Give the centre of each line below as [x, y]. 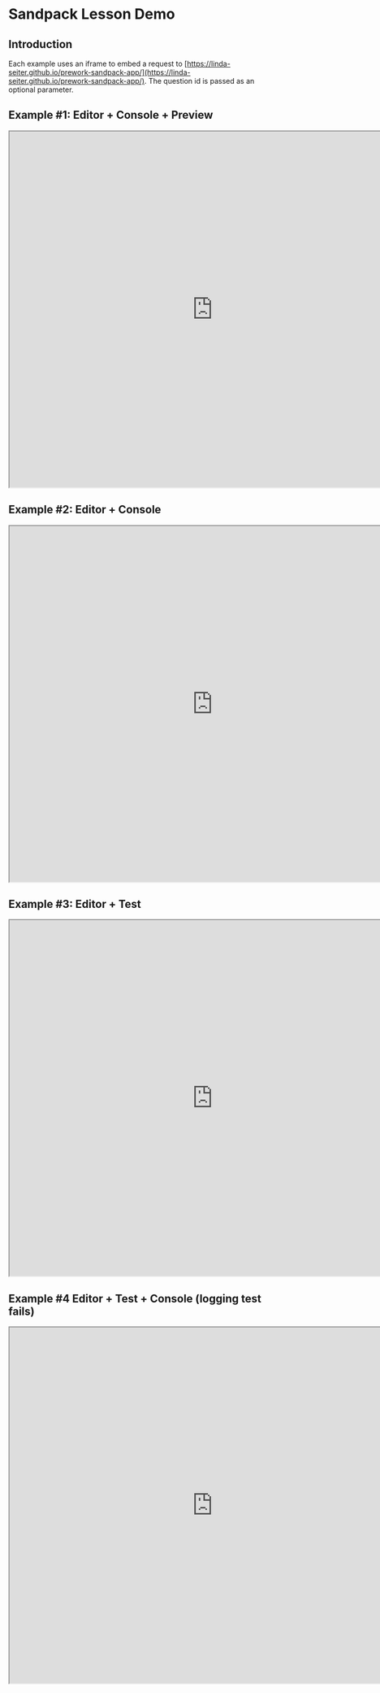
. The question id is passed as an [199, 81]
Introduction [41, 44]
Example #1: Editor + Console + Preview [111, 115]
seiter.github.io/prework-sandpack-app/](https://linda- [99, 72]
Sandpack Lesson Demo [92, 14]
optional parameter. [41, 89]
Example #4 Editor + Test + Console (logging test [135, 1298]
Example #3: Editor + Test [75, 904]
